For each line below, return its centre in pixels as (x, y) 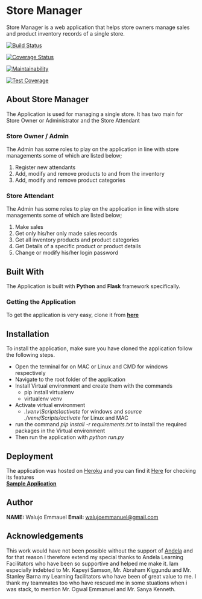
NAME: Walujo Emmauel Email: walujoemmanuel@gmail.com (82, 517)
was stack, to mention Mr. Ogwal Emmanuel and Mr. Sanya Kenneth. (91, 589)
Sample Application (31, 484)
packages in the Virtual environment (60, 431)
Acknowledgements (45, 536)
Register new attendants (45, 167)
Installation (28, 334)
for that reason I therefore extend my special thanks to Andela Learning (95, 557)
